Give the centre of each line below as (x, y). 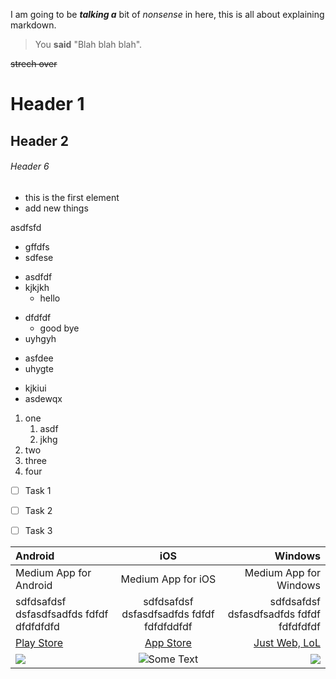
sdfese (39, 257)
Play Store (39, 642)
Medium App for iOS (168, 579)
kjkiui (35, 388)
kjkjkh (37, 287)
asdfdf (38, 276)
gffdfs (37, 246)
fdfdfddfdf (168, 626)
